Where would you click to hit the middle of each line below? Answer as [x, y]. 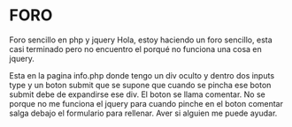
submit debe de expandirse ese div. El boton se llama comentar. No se [137, 94]
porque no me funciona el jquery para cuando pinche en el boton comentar [146, 103]
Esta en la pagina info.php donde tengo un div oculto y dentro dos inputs [142, 75]
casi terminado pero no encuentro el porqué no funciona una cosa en [136, 49]
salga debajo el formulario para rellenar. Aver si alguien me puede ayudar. [143, 113]
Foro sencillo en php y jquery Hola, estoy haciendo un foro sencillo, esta [141, 40]
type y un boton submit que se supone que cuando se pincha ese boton [140, 85]
